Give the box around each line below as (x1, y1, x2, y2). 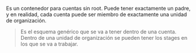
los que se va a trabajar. (20, 40, 78, 47)
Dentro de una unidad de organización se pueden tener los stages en (20, 35, 188, 41)
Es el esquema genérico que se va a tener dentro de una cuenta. (20, 28, 177, 35)
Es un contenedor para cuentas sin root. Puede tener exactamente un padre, (6, 5, 191, 12)
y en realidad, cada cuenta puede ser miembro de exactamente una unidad (6, 11, 187, 18)
